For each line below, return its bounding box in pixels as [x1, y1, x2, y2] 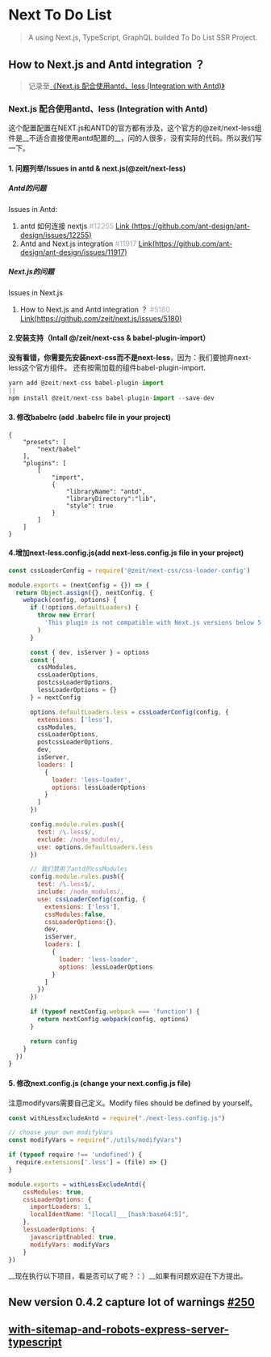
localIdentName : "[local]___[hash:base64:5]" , [29, 1211, 190, 1219]
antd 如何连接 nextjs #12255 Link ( [19, 221, 135, 231]
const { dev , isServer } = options [29, 648, 150, 656]
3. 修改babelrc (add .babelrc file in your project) [8, 413, 172, 422]
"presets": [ [23, 438, 67, 446]
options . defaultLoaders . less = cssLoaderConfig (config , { [29, 708, 229, 716]
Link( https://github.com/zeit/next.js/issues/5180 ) [19, 313, 182, 323]
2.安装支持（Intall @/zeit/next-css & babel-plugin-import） [8, 333, 211, 343]
